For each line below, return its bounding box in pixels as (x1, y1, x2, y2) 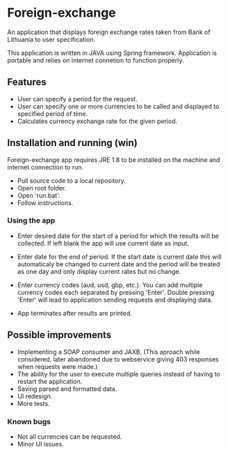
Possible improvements (7, 329, 112, 341)
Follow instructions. (17, 198, 74, 206)
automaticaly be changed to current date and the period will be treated (17, 259, 220, 268)
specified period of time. (17, 109, 88, 117)
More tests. (17, 399, 50, 407)
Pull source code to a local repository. (17, 176, 127, 185)
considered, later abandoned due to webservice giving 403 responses (17, 355, 219, 363)
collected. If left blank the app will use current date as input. (17, 238, 189, 248)
